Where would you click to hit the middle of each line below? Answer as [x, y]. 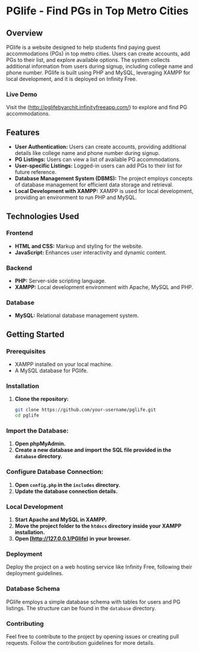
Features [23, 132]
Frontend [20, 233]
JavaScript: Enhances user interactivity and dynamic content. [91, 252]
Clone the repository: [42, 399]
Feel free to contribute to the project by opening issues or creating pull [93, 637]
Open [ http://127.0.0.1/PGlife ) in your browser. [72, 539]
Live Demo [22, 94]
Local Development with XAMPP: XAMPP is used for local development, [104, 191]
